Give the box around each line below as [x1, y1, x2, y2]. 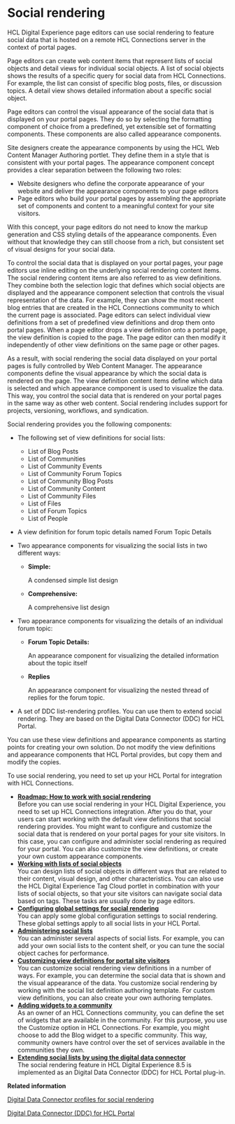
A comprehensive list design [27, 603, 110, 611]
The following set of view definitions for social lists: [17, 433, 166, 442]
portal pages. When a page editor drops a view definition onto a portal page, [7, 325, 228, 334]
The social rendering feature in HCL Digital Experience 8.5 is [17, 1060, 192, 1069]
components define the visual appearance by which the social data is [7, 369, 207, 377]
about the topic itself [27, 658, 87, 667]
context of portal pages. [7, 43, 77, 51]
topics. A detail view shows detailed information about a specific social [7, 86, 212, 95]
